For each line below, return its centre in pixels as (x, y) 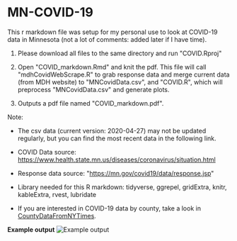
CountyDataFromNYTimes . (57, 215)
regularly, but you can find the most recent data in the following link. (117, 138)
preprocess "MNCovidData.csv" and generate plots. (93, 89)
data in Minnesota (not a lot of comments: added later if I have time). (107, 39)
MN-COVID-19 (51, 12)
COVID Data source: (47, 152)
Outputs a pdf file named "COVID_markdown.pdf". (91, 103)
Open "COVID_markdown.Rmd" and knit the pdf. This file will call (112, 67)
